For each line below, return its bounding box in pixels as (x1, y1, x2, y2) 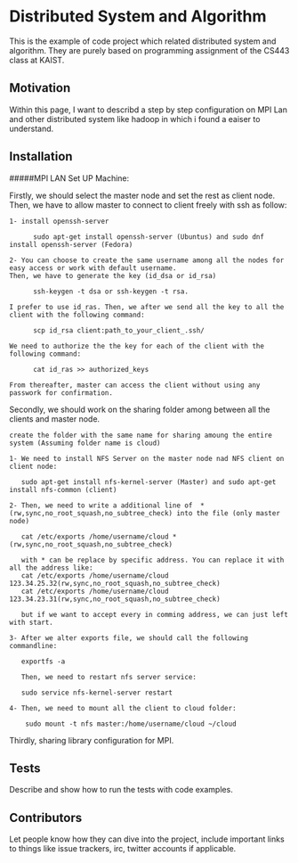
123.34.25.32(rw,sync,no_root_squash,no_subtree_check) (9, 579, 221, 588)
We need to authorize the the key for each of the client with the (9, 341, 265, 350)
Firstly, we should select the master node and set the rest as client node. (9, 190, 276, 201)
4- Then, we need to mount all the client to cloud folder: (9, 703, 238, 712)
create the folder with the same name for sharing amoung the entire (9, 431, 273, 440)
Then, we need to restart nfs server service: (20, 672, 197, 681)
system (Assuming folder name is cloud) (9, 439, 162, 448)
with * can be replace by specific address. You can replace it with (20, 555, 285, 564)
